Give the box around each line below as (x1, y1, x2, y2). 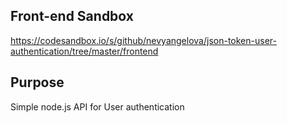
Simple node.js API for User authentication (10, 100, 185, 113)
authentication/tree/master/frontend (10, 45, 159, 57)
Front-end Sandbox (10, 8, 134, 25)
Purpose (10, 74, 65, 91)
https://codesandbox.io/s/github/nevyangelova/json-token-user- (10, 34, 277, 46)
